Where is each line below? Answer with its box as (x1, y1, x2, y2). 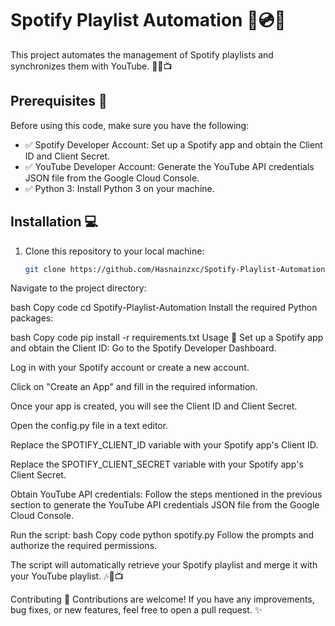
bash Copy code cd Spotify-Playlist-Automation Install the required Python (10, 302, 318, 314)
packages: (10, 312, 54, 324)
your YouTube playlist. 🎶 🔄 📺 (10, 570, 124, 582)
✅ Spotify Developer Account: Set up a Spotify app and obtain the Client (24, 138, 323, 151)
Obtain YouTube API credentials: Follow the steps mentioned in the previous (10, 488, 323, 501)
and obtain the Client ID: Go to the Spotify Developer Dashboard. (10, 342, 277, 354)
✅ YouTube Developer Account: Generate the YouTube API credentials (24, 160, 315, 172)
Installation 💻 (10, 213, 99, 231)
